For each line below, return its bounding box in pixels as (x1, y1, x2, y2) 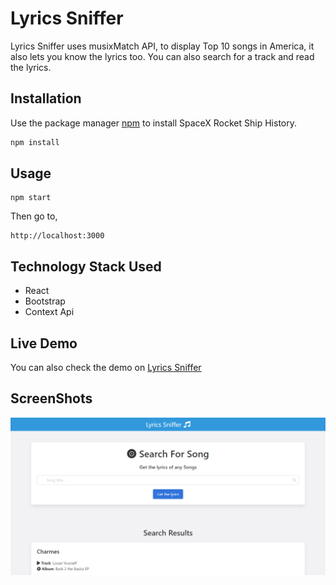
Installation (10, 90, 82, 107)
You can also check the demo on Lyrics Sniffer (10, 362, 202, 374)
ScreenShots (10, 390, 93, 407)
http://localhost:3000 (10, 231, 105, 241)
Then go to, (10, 210, 58, 222)
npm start (10, 193, 52, 203)
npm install (10, 137, 60, 147)
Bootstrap (24, 295, 66, 307)
